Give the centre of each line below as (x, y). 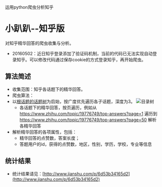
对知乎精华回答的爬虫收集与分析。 (39, 43)
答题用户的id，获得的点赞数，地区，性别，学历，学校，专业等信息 (86, 144)
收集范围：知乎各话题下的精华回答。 (49, 89)
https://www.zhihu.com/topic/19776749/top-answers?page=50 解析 (88, 120)
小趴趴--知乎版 (35, 29)
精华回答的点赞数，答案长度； (49, 138)
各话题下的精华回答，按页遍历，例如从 (58, 107)
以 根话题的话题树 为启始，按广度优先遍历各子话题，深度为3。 (74, 101)
